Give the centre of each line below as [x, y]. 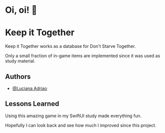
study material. [20, 61]
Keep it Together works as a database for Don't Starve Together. [71, 46]
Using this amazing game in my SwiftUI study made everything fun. [73, 116]
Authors [18, 77]
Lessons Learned [32, 104]
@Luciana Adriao [30, 88]
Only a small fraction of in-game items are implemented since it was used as [83, 56]
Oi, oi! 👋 [21, 10]
